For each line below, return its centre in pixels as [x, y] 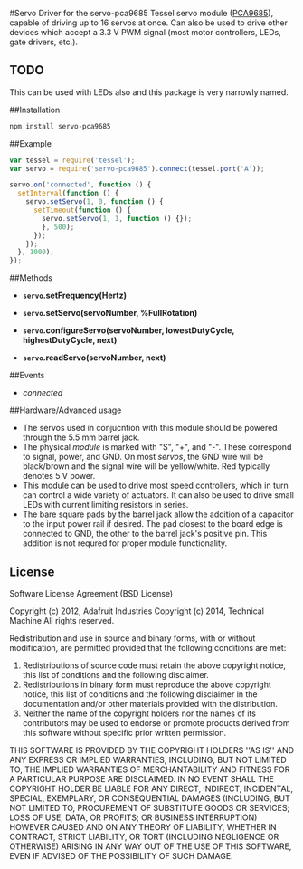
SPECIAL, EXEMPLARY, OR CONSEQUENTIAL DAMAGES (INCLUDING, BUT [150, 798]
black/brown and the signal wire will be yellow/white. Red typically [146, 466]
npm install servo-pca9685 [60, 126]
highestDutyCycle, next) [70, 340]
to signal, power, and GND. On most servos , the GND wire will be [143, 457]
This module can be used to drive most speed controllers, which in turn [156, 486]
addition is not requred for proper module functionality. [125, 543]
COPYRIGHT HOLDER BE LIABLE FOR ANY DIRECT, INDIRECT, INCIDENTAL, [151, 788]
